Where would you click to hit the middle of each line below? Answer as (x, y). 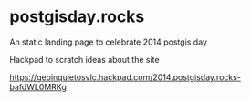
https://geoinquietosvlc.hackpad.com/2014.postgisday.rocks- (125, 77)
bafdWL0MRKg (38, 86)
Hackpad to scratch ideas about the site (84, 59)
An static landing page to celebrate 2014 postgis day (109, 42)
